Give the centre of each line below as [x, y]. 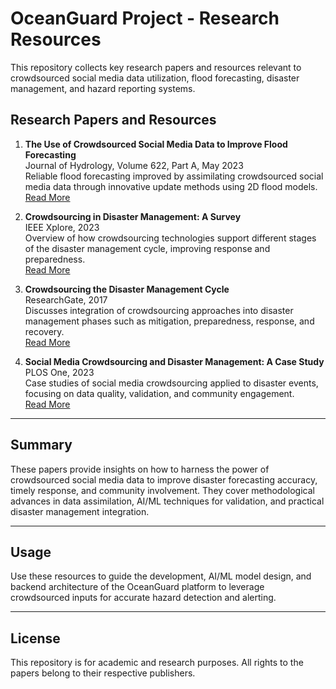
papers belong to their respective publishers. [103, 673]
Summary [41, 445]
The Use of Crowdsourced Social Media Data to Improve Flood [156, 144]
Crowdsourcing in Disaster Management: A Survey [133, 216]
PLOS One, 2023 [59, 372]
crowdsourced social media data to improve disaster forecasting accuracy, [164, 479]
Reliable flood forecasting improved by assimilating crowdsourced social [174, 176]
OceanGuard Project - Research [145, 18]
